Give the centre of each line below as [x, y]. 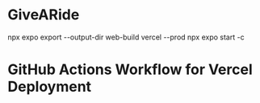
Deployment [50, 87]
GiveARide [44, 15]
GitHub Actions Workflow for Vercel [130, 70]
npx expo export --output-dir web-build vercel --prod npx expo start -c [126, 37]
